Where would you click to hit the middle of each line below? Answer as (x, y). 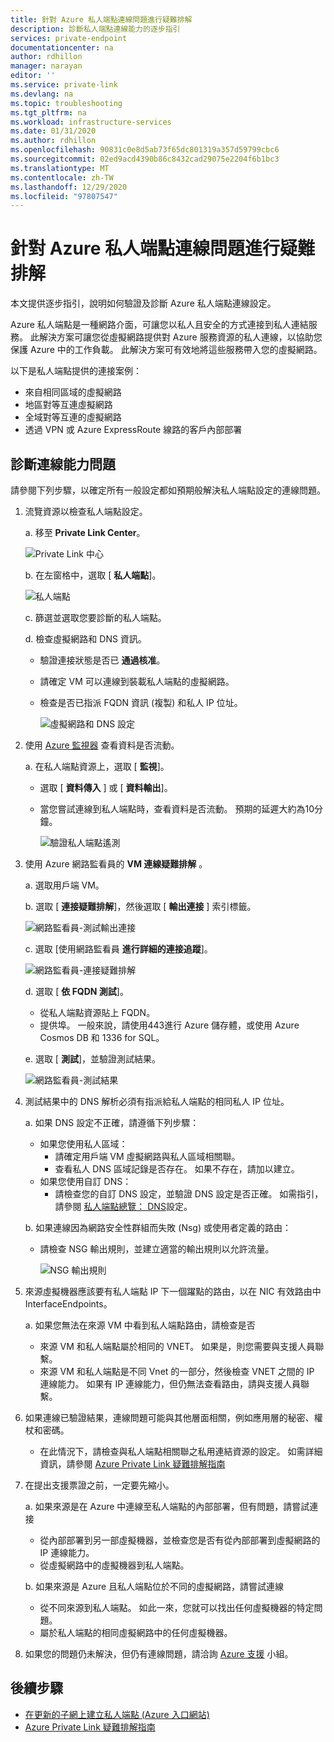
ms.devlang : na (42, 94)
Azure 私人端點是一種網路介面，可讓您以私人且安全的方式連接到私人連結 (159, 325)
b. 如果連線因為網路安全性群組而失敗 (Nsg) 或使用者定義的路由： (158, 1227)
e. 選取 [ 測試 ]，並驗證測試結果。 (93, 1059)
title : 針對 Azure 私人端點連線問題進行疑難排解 (101, 19)
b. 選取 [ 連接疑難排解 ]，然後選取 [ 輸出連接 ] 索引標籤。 (140, 906)
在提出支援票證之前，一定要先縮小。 (99, 1485)
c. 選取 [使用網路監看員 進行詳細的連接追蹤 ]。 (118, 949)
